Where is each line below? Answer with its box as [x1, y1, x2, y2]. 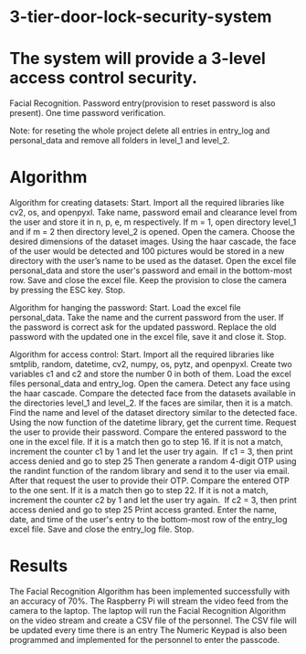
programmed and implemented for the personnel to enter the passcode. [9, 635, 280, 645]
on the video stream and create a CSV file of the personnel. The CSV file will [9, 615, 297, 626]
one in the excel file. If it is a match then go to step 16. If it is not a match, [9, 437, 283, 448]
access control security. [9, 68, 198, 89]
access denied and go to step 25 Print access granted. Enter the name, [9, 504, 277, 515]
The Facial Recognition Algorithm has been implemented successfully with [9, 586, 290, 596]
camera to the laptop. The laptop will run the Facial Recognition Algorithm [9, 606, 286, 616]
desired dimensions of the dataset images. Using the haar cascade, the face [9, 236, 297, 248]
